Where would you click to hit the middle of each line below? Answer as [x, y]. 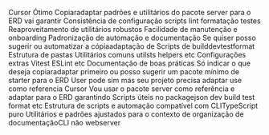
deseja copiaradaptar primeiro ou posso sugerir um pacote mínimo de [124, 71]
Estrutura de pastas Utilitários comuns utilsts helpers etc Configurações [127, 55]
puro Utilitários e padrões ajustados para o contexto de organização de [126, 114]
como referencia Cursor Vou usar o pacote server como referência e [122, 89]
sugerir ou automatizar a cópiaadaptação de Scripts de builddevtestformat [132, 46]
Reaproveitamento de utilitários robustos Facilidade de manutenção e [123, 29]
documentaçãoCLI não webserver [65, 123]
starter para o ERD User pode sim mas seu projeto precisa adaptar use [125, 80]
